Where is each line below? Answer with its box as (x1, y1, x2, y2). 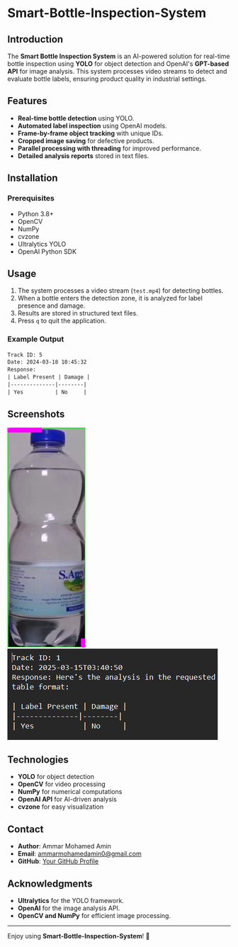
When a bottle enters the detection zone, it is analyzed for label (17, 294, 203, 303)
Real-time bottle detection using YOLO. (17, 113, 135, 122)
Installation (7, 172, 58, 184)
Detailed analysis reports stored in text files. (17, 151, 149, 160)
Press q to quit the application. (17, 317, 106, 325)
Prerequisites (7, 194, 55, 203)
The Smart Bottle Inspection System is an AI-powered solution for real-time (7, 52, 230, 60)
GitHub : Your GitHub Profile (17, 857, 99, 865)
